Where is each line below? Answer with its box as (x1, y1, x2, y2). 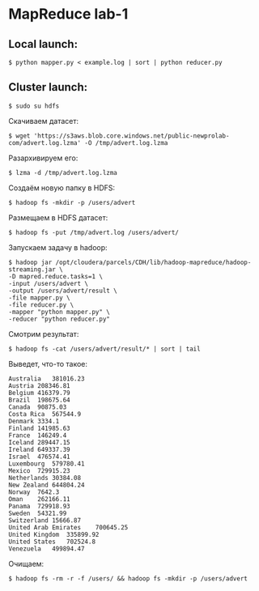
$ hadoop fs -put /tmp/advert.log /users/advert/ (8, 228, 180, 236)
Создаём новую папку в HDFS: (8, 183, 116, 193)
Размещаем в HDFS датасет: (8, 212, 108, 223)
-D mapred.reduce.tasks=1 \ (8, 272, 104, 280)
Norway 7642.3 (8, 487, 60, 496)
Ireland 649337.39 (8, 445, 70, 453)
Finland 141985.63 (8, 424, 70, 432)
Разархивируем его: (8, 153, 79, 163)
